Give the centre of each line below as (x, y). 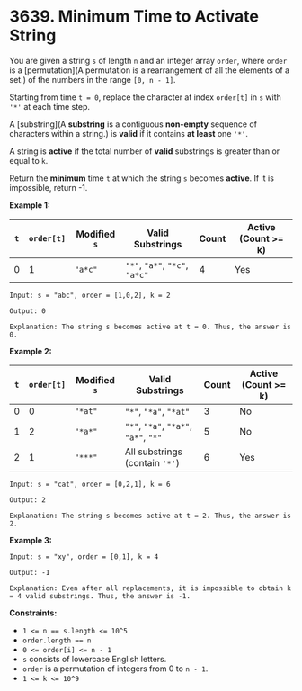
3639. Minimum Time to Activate (134, 17)
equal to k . (29, 160)
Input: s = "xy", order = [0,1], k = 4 (84, 556)
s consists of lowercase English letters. (94, 659)
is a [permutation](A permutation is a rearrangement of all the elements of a (150, 70)
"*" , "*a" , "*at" (157, 411)
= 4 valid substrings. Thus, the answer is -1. (100, 596)
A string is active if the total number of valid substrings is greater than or (145, 151)
